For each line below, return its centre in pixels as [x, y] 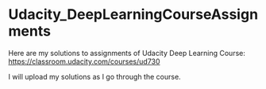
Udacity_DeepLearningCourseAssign [133, 15]
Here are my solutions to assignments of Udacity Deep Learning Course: [127, 53]
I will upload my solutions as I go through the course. [94, 76]
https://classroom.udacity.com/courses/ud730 [84, 61]
